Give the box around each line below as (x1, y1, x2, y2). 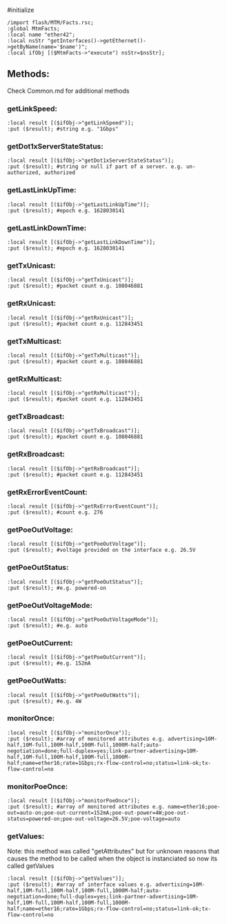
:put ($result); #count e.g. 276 (7, 509, 103, 516)
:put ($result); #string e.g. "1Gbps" (7, 126, 119, 133)
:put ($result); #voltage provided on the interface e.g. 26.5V (7, 546, 196, 554)
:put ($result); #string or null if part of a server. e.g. (7, 163, 184, 170)
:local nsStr (7, 37, 45, 44)
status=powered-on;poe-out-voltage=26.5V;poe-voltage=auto (7, 815, 181, 822)
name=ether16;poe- (168, 804, 221, 811)
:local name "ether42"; (7, 31, 76, 38)
